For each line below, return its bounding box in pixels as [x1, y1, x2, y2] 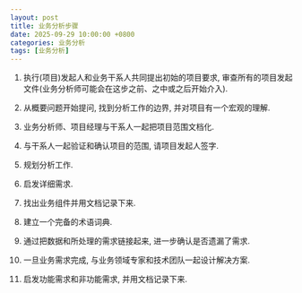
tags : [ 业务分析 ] [10, 47, 70, 56]
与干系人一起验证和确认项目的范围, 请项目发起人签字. [22, 141, 219, 151]
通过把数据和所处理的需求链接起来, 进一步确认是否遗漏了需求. [22, 236, 250, 246]
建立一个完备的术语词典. [22, 217, 113, 228]
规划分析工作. [22, 159, 73, 170]
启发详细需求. [22, 178, 73, 189]
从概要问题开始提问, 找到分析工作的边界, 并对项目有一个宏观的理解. [22, 102, 271, 113]
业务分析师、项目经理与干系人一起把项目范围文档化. [22, 122, 214, 133]
